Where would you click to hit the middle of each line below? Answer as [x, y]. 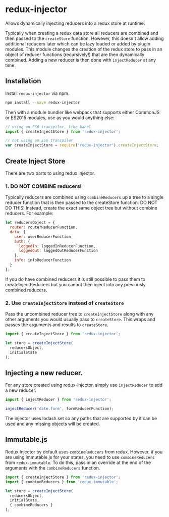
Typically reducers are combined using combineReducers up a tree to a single [84, 197]
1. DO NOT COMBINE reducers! [44, 186]
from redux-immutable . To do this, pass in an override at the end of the [78, 462]
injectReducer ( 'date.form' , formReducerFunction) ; [60, 409]
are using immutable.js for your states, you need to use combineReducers [80, 457]
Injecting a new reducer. [44, 373]
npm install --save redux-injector [43, 102]
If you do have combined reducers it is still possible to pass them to [75, 279]
